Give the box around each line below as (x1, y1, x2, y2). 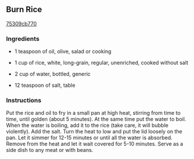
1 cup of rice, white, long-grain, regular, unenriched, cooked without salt (14, 59, 189, 66)
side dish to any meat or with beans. (6, 147, 93, 154)
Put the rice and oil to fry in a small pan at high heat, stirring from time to (6, 109, 181, 116)
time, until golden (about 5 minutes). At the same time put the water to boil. (6, 116, 186, 123)
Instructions (6, 96, 42, 104)
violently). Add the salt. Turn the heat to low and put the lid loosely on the (6, 128, 183, 135)
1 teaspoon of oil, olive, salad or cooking (14, 48, 112, 55)
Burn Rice (6, 5, 43, 15)
